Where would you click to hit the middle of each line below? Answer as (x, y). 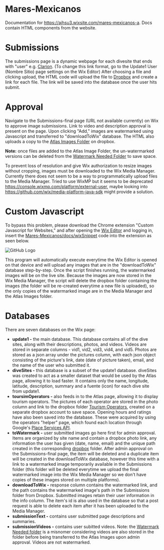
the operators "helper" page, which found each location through (77, 422)
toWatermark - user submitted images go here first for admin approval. (84, 433)
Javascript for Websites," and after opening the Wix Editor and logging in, (79, 230)
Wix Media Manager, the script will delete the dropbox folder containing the (81, 280)
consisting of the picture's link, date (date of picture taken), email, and (83, 360)
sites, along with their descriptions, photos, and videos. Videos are (79, 344)
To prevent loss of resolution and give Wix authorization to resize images (79, 166)
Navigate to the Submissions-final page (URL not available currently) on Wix (82, 121)
